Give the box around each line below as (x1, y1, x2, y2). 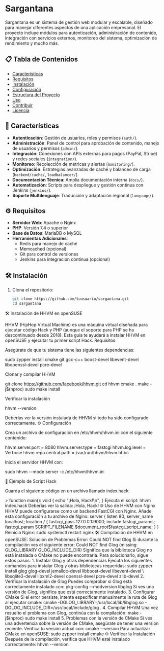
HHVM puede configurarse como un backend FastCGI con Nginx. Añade (5, 508, 152, 514)
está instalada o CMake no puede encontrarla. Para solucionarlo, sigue (5, 552, 148, 558)
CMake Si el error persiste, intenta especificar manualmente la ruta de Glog (5, 594, 158, 600)
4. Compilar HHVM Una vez (102, 605, 158, 611)
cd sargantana (12, 301, 41, 306)
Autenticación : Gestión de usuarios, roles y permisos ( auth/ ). (12, 135, 137, 141)
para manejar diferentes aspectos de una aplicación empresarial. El (5, 24, 141, 30)
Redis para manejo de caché (19, 241, 78, 247)
